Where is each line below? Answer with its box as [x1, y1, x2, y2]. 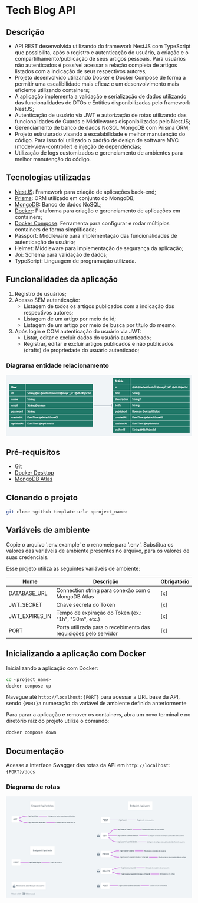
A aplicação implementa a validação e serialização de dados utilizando [14, 93, 187, 100]
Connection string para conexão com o [56, 587, 151, 594]
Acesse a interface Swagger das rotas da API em [6, 762, 126, 769]
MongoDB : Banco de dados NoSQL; [14, 201, 102, 208]
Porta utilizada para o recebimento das [56, 624, 150, 631]
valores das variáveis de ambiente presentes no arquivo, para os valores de [6, 547, 190, 554]
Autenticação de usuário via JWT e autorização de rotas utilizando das [14, 112, 187, 119]
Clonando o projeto [6, 492, 78, 502]
